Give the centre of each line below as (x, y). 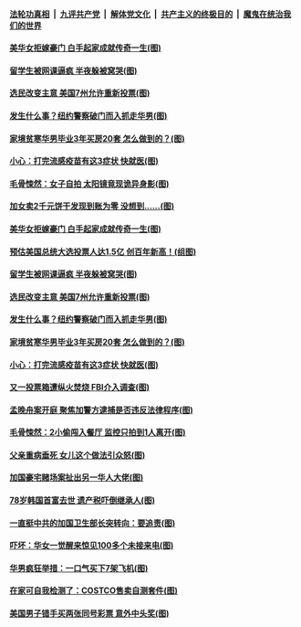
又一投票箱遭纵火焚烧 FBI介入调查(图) (80, 388)
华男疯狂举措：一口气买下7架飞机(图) (79, 568)
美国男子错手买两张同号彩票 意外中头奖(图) (89, 613)
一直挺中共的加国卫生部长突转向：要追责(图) (93, 523)
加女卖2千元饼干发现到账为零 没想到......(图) (92, 207)
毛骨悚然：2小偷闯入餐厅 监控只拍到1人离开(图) (98, 432)
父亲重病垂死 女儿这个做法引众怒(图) (78, 455)
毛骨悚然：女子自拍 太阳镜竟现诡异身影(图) (89, 184)
